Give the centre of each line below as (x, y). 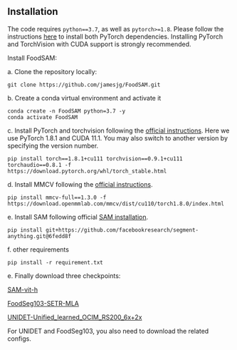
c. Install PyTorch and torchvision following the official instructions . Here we (118, 130)
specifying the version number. (53, 145)
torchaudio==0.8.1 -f (39, 165)
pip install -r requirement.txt (55, 262)
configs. (20, 339)
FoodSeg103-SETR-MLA (43, 303)
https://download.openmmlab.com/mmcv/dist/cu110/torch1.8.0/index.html (116, 204)
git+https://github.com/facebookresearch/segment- (122, 230)
